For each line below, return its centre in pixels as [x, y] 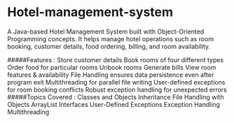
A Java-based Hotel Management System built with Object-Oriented [106, 31]
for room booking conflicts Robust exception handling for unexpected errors [117, 89]
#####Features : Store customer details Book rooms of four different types [116, 59]
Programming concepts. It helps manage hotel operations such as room [111, 38]
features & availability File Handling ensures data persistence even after [111, 75]
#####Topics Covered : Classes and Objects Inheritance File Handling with [116, 97]
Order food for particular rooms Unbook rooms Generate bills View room [112, 67]
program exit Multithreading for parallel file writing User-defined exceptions [116, 82]
